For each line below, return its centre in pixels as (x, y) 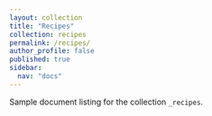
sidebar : (26, 68)
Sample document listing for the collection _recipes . (106, 102)
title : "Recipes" (42, 26)
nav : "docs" (40, 76)
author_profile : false (52, 51)
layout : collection (46, 18)
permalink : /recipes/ (50, 43)
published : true (40, 59)
